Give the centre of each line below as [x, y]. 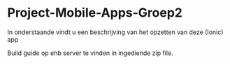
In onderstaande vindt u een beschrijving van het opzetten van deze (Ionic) [115, 32]
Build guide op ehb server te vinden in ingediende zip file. [90, 53]
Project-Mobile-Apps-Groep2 [95, 13]
